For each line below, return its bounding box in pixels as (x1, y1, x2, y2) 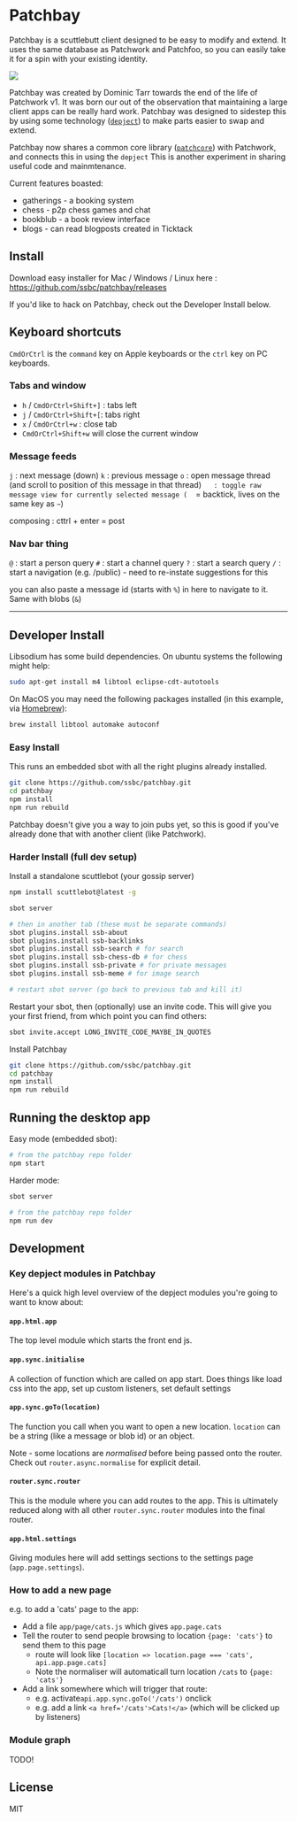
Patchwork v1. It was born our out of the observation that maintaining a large (9, 96, 288, 107)
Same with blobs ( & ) (9, 594, 82, 605)
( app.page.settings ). (9, 1562, 85, 1572)
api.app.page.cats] (34, 1659, 108, 1668)
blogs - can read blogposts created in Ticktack (21, 223, 193, 234)
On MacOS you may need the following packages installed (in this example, (9, 694, 285, 705)
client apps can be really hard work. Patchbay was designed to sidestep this (9, 105, 287, 116)
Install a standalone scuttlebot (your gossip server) (9, 871, 194, 882)
